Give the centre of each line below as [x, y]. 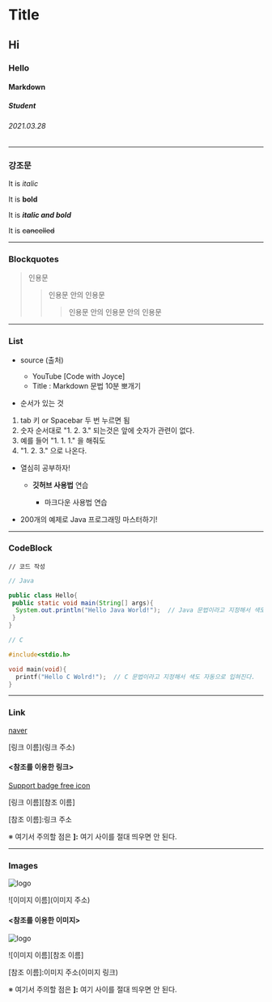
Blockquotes [34, 259]
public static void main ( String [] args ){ [83, 603]
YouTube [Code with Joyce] [79, 376]
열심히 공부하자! [45, 468]
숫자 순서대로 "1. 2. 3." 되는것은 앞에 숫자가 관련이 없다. [107, 430]
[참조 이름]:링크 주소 [40, 819]
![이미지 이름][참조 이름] [46, 955]
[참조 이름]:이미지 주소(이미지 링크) [64, 972]
